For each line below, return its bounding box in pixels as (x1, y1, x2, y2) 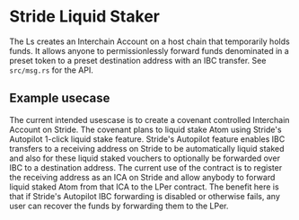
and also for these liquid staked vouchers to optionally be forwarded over (9, 153, 281, 163)
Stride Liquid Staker (9, 6, 160, 27)
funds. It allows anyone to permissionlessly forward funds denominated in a (9, 45, 289, 56)
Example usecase (9, 91, 110, 106)
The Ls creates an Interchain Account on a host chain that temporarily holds (9, 36, 290, 47)
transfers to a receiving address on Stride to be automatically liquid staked (9, 143, 285, 154)
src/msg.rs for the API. (9, 65, 94, 75)
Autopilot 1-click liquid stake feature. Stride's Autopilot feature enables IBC (9, 133, 286, 145)
